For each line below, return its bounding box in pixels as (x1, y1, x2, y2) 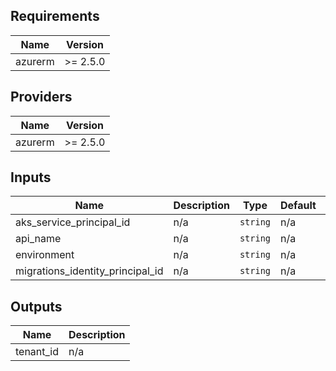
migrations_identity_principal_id (15, 264, 164, 278)
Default (280, 199, 317, 213)
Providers (10, 89, 73, 106)
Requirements (10, 8, 100, 25)
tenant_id (15, 345, 60, 359)
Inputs (10, 169, 52, 186)
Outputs (10, 298, 63, 315)
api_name (15, 232, 62, 246)
